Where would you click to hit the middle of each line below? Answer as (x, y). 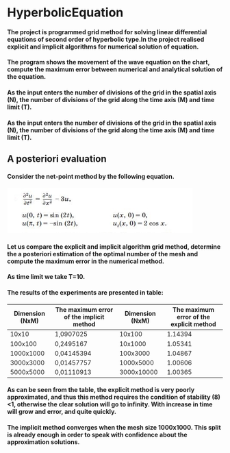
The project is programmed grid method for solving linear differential (107, 32)
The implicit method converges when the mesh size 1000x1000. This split (114, 427)
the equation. (27, 77)
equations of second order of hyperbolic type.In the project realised (106, 39)
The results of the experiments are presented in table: (85, 292)
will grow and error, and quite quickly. (62, 412)
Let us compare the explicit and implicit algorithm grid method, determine (114, 246)
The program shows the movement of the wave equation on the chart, (108, 62)
